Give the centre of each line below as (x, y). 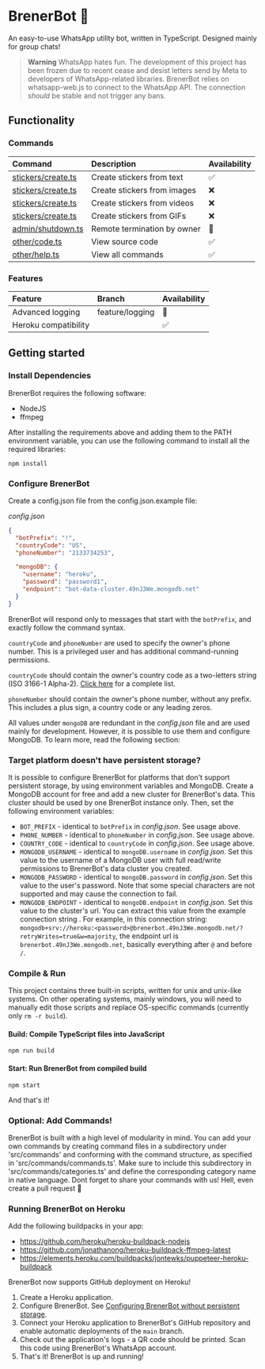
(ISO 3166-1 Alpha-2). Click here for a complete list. (92, 683)
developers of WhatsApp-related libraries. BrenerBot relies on (128, 79)
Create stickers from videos (142, 203)
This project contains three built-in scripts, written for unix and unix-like (125, 991)
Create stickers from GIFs (138, 216)
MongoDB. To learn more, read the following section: (94, 739)
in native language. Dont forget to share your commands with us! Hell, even (131, 1179)
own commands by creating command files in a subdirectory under (117, 1146)
